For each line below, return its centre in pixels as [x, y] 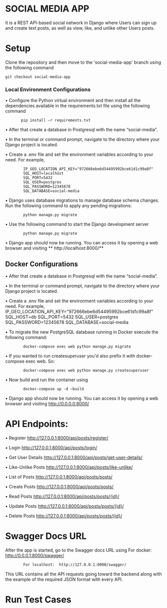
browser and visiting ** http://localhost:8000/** [54, 248]
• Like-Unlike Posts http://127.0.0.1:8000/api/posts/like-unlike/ [69, 467]
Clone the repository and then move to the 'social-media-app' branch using [83, 62]
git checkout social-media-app [38, 77]
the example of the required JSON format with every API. [64, 579]
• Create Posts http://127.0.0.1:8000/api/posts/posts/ [59, 486]
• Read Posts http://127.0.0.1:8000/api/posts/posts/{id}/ [62, 496]
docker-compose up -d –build [54, 389]
